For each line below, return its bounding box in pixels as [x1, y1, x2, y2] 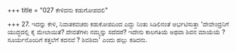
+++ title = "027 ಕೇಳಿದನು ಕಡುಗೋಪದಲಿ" [7, 6, 108, 14]
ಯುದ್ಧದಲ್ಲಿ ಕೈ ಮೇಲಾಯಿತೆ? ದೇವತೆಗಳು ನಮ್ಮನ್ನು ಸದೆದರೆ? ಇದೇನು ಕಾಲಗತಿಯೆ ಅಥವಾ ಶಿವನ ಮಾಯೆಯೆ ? [7, 28, 225, 36]
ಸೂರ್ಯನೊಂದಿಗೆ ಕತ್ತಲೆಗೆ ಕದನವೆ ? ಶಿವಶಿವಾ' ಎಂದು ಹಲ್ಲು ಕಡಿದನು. [7, 36, 147, 44]
